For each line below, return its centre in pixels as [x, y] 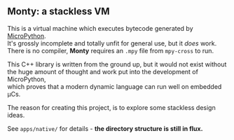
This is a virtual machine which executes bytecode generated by [101, 28]
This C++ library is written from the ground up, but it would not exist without [117, 64]
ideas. [16, 115]
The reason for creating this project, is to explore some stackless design [111, 107]
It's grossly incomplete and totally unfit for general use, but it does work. [112, 43]
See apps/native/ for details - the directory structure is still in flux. [105, 128]
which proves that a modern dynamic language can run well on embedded [115, 86]
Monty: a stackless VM [58, 12]
